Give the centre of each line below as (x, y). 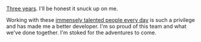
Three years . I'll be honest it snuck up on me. (62, 9)
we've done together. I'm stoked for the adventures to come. (81, 33)
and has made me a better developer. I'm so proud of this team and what (96, 26)
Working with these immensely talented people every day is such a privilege (101, 20)
